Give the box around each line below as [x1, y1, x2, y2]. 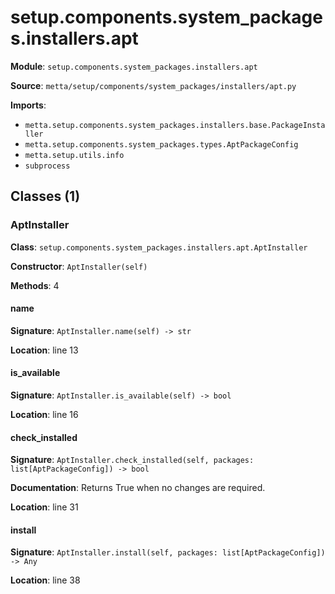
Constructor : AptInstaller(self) [10, 260, 148, 272]
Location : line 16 [10, 409, 79, 421]
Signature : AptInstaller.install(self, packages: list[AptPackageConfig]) [10, 546, 326, 558]
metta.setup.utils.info [24, 150, 125, 160]
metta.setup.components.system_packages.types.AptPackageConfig [24, 139, 299, 150]
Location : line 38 [10, 574, 81, 586]
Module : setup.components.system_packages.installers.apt [10, 60, 258, 72]
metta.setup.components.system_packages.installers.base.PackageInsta [24, 120, 326, 130]
